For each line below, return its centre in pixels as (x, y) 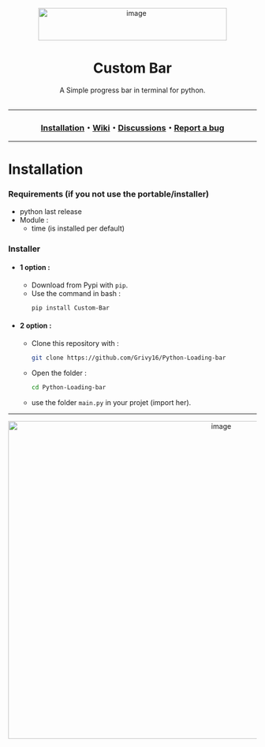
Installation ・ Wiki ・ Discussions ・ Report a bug (132, 128)
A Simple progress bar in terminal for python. (132, 90)
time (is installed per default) (78, 228)
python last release (51, 211)
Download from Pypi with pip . (80, 285)
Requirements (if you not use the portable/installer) (109, 194)
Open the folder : (59, 373)
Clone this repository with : (75, 343)
